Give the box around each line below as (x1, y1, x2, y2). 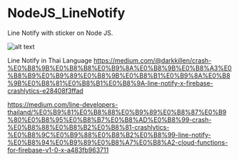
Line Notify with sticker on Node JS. (7, 28, 113, 37)
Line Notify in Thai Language (7, 56, 93, 65)
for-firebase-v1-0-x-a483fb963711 (7, 145, 109, 154)
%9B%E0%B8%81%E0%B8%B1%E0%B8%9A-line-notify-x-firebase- (7, 78, 214, 87)
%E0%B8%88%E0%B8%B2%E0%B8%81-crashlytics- (7, 123, 170, 131)
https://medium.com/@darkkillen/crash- (93, 56, 212, 65)
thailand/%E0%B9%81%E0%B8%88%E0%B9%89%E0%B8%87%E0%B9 (7, 108, 227, 116)
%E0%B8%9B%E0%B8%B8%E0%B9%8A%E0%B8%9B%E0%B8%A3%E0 (7, 63, 232, 72)
